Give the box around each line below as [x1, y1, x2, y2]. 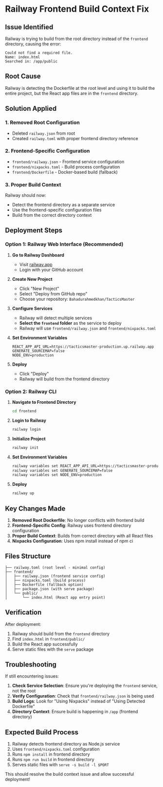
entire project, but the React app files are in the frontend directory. [5, 90, 139, 96]
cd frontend [12, 409, 36, 414]
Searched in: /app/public [5, 59, 57, 64]
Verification [5, 608, 42, 617]
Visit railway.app [19, 261, 53, 267]
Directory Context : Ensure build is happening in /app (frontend [12, 709, 138, 715]
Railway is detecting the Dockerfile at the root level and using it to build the [5, 85, 155, 91]
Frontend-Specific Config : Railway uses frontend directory [12, 522, 131, 528]
